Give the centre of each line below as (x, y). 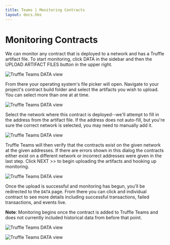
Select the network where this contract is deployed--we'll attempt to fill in (82, 115)
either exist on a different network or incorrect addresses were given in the (83, 156)
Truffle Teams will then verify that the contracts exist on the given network (83, 145)
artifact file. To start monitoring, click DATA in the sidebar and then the (79, 59)
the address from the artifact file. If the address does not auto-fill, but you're (85, 120)
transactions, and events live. (36, 202)
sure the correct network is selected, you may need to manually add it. (79, 125)
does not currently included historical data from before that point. (74, 218)
